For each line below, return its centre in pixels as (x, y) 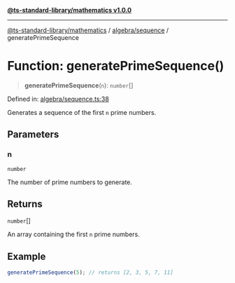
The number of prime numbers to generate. (70, 182)
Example (27, 256)
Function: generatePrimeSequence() (116, 66)
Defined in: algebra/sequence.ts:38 (58, 99)
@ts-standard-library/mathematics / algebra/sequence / (88, 30)
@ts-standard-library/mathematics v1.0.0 (70, 10)
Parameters (33, 135)
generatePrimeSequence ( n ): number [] (79, 85)
